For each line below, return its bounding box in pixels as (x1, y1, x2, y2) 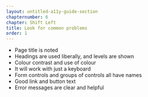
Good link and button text (14, 78, 76, 85)
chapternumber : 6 (6, 14, 49, 20)
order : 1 (6, 31, 27, 36)
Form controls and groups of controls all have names (14, 72, 142, 79)
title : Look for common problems (6, 25, 88, 31)
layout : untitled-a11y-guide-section (6, 8, 98, 15)
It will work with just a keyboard (14, 65, 91, 72)
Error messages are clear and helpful (14, 84, 104, 91)
